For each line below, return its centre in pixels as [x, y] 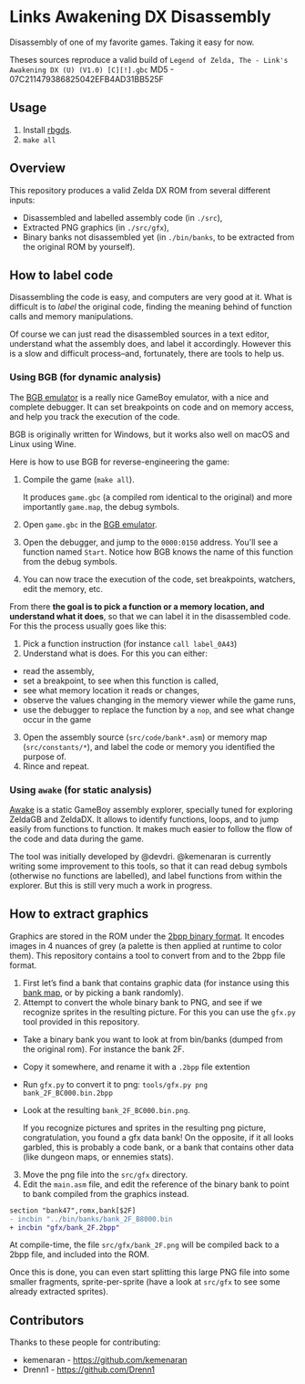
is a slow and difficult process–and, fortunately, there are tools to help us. [147, 354]
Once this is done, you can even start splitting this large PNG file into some [150, 1272]
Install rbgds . [47, 130]
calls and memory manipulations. [71, 317]
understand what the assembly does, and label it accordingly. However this [150, 344]
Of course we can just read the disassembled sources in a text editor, [140, 334]
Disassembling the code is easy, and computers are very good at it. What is [151, 297]
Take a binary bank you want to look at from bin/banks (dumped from [153, 1039]
